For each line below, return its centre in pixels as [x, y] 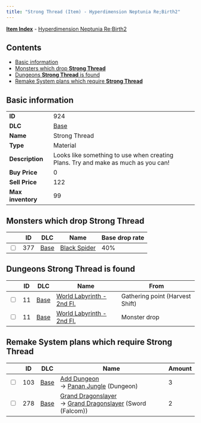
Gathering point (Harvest [156, 296]
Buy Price [23, 173]
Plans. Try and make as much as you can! [111, 163]
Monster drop [140, 317]
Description [26, 159]
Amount [180, 368]
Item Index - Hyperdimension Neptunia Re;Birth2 [66, 29]
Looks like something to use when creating [113, 155]
